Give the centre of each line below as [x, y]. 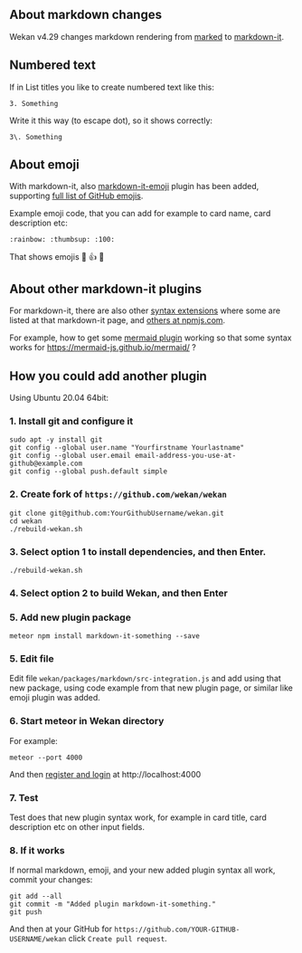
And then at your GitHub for [61, 929]
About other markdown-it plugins [105, 289]
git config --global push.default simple [89, 472]
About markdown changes [86, 15]
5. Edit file [32, 659]
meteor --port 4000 [46, 758]
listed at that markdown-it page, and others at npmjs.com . [118, 320]
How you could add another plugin [109, 376]
